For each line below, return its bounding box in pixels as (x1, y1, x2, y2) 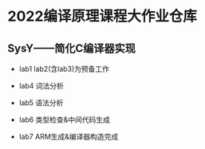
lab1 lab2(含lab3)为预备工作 (18, 65, 109, 73)
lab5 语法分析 (18, 98, 64, 108)
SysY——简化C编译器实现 (7, 41, 136, 55)
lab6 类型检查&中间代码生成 (18, 115, 111, 124)
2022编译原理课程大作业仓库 (7, 7, 197, 25)
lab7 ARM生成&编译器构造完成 (18, 132, 119, 141)
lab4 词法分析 (18, 81, 65, 90)
